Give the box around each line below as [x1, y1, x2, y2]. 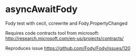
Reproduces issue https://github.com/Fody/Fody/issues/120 [5, 45, 131, 51]
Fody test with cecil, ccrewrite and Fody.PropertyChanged [5, 20, 128, 26]
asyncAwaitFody [5, 4, 78, 15]
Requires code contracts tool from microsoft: [5, 30, 99, 36]
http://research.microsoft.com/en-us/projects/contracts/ [5, 35, 124, 41]
